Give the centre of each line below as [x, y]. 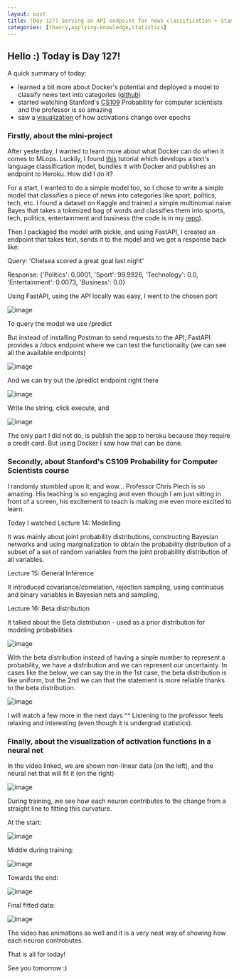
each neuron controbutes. [46, 940]
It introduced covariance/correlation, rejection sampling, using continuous [116, 587]
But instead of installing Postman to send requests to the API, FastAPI [109, 338]
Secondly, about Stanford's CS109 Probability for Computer [113, 462]
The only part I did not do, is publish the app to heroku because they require [119, 436]
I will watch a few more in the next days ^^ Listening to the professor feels [116, 715]
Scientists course [38, 471]
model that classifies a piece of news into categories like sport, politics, [112, 195]
